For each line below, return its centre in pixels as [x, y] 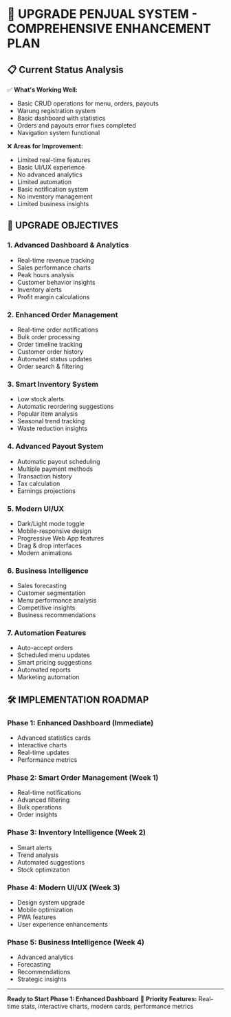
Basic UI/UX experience [51, 167]
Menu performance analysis [57, 601]
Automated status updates [55, 359]
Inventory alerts [39, 290]
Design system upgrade [51, 903]
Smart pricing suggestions [54, 663]
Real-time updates [43, 753]
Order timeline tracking [49, 344]
